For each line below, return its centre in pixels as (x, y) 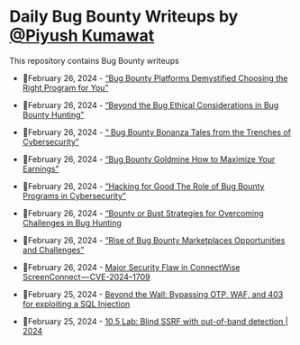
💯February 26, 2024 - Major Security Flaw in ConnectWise (131, 267)
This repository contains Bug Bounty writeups (95, 60)
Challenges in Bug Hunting (72, 222)
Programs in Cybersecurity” (74, 195)
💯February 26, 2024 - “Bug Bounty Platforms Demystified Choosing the (155, 77)
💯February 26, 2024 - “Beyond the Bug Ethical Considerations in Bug (150, 104)
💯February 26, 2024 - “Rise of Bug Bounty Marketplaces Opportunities (154, 240)
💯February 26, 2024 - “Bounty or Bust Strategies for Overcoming (143, 213)
